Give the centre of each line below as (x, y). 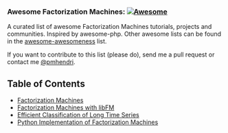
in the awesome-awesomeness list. (57, 41)
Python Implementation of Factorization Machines (88, 122)
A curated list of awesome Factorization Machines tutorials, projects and (110, 27)
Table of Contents (46, 84)
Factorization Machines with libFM (66, 108)
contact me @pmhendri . (41, 62)
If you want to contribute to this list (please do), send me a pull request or (111, 54)
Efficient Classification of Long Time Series (78, 115)
